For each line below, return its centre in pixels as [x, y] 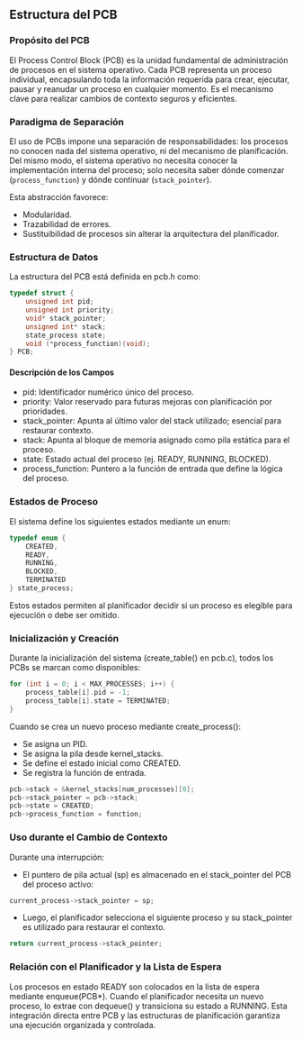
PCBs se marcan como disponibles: [75, 668]
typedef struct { [42, 293]
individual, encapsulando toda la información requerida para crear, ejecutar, [150, 79]
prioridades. [44, 411]
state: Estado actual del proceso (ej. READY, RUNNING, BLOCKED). [147, 460]
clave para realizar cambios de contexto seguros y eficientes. [123, 98]
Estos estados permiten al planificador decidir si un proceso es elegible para [151, 605]
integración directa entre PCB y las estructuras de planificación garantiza [145, 1015]
